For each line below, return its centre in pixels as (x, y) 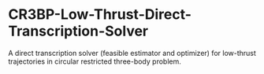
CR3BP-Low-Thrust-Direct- (100, 15)
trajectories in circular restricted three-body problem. (95, 61)
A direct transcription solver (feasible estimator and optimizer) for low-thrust (132, 53)
